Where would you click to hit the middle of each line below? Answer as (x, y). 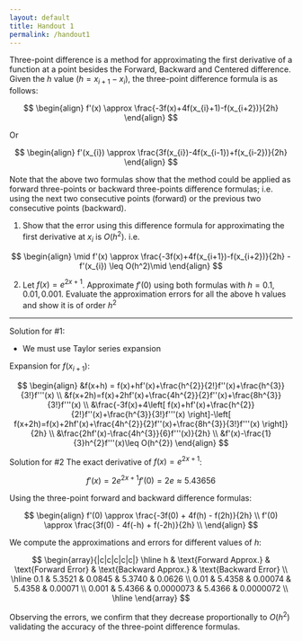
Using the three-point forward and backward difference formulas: (130, 498)
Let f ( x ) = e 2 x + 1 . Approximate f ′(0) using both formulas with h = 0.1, (148, 284)
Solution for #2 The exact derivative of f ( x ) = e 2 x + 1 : (106, 461)
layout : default (40, 18)
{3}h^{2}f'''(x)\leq (106, 442)
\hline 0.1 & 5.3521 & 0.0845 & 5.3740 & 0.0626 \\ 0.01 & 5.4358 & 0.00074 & (151, 579)
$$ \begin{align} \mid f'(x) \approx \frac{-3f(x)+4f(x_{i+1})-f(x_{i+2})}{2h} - (151, 256)
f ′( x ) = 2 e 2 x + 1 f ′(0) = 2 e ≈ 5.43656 (151, 480)
